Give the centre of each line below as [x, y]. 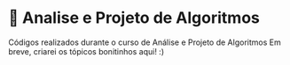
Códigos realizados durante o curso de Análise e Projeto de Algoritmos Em [145, 42]
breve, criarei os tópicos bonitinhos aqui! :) [86, 51]
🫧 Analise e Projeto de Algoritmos [134, 18]
